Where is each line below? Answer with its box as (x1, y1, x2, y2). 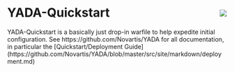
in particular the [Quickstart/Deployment (7, 42, 123, 51)
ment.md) (7, 57, 36, 65)
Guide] (124, 42, 144, 51)
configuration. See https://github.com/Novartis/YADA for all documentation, (7, 35, 224, 43)
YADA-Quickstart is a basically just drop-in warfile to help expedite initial (7, 28, 216, 36)
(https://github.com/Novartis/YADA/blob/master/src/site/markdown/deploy (7, 50, 222, 58)
